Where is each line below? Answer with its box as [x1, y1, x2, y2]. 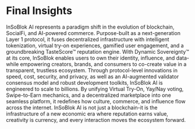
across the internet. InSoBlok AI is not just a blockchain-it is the [6, 104, 158, 111]
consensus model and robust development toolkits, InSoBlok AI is [6, 79, 163, 86]
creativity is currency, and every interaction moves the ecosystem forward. [6, 116, 186, 123]
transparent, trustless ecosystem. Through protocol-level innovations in [6, 67, 178, 74]
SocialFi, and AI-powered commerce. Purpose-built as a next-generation [6, 29, 180, 36]
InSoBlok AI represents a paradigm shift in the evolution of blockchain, [6, 23, 175, 30]
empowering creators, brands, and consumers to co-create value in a [20, 60, 187, 68]
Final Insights [6, 4, 73, 18]
